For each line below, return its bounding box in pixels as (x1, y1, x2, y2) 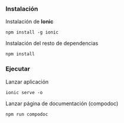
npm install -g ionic (5, 29, 59, 35)
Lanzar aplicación (5, 78, 49, 85)
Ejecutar (5, 65, 31, 73)
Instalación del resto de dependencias (5, 40, 99, 47)
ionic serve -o (5, 89, 43, 95)
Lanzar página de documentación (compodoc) (5, 99, 119, 107)
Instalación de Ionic (5, 18, 54, 25)
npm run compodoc (5, 111, 48, 117)
